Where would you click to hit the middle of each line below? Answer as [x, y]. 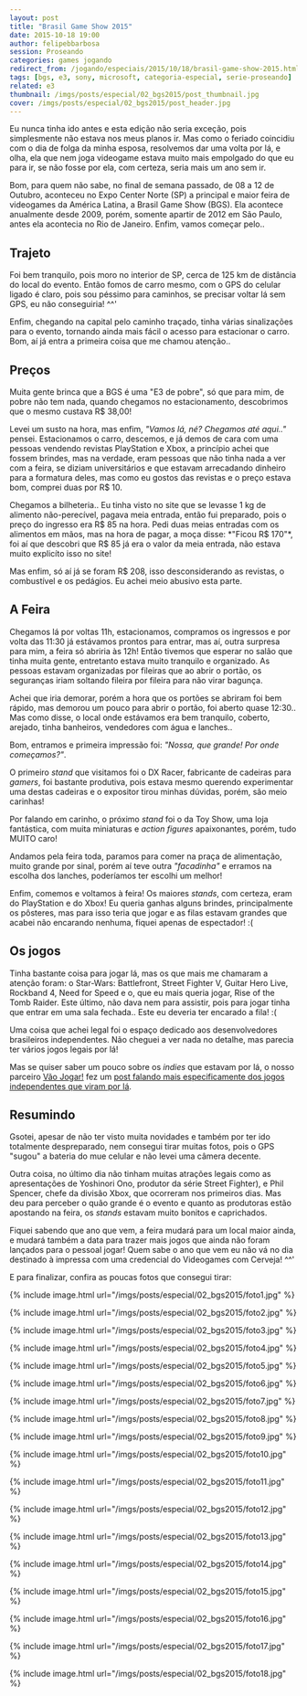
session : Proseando [47, 52]
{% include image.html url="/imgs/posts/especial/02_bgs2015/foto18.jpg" [148, 1674]
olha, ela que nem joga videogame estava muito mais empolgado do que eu [152, 158]
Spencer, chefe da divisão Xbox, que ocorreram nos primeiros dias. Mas [145, 1193]
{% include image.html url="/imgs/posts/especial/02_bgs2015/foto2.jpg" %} [153, 1313]
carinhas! [27, 801]
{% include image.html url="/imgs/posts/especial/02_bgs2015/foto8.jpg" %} [153, 1419]
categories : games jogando [61, 60]
